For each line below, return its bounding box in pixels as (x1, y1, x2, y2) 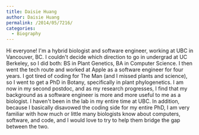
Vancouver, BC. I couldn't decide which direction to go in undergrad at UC (6, 54, 188, 61)
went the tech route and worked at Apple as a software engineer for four (6, 66, 184, 73)
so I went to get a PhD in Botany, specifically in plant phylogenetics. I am (6, 79, 184, 86)
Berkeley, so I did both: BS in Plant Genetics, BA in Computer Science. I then (6, 60, 193, 67)
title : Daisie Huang (6, 8, 58, 15)
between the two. (6, 123, 49, 130)
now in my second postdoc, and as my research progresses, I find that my (6, 85, 188, 92)
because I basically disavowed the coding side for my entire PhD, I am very (6, 104, 190, 111)
